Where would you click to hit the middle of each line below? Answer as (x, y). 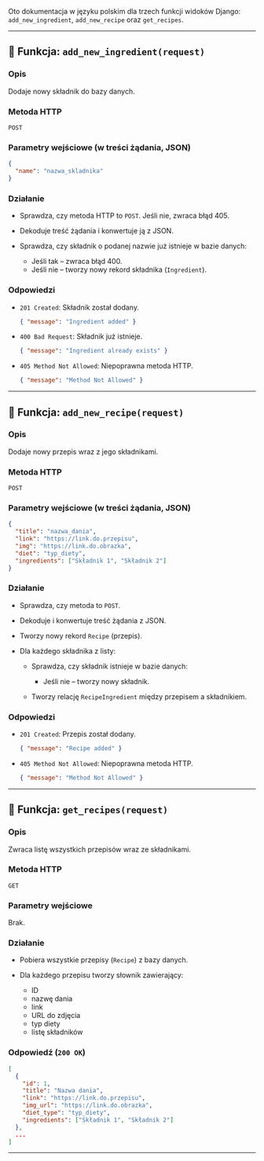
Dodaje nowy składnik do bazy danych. (71, 91)
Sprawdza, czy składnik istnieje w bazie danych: (110, 666)
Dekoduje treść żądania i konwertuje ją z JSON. (97, 231)
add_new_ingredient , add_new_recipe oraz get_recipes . (96, 20)
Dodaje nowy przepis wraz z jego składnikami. (83, 452)
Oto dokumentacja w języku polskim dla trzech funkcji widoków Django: (125, 11)
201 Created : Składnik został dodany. (79, 307)
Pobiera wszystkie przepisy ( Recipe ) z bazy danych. (104, 960)
